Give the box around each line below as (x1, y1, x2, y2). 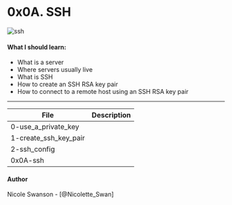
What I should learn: (7, 43, 67, 51)
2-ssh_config (10, 144, 55, 154)
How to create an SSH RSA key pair (17, 80, 119, 88)
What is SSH (17, 73, 53, 81)
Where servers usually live (17, 66, 93, 74)
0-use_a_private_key (10, 122, 79, 132)
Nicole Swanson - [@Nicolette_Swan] (7, 191, 114, 199)
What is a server (17, 58, 64, 66)
